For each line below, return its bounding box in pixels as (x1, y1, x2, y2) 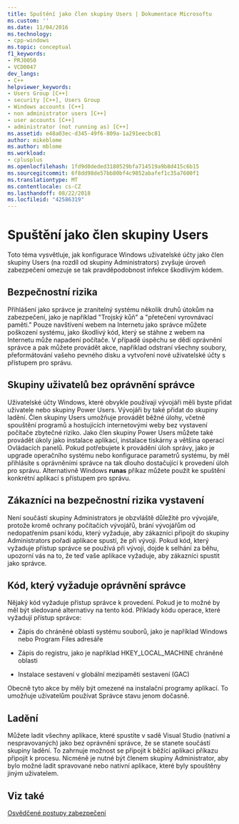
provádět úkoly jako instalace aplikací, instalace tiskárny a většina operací (7, 436, 225, 444)
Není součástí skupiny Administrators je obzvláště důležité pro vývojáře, (7, 513, 220, 522)
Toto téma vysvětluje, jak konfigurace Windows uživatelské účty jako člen (7, 250, 224, 259)
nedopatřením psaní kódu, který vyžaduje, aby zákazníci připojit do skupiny (7, 529, 230, 537)
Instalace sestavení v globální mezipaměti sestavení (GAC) (17, 670, 190, 678)
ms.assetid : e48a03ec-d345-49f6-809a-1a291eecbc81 (7, 130, 161, 137)
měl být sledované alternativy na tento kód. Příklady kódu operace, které (7, 606, 221, 614)
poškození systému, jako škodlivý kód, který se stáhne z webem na (7, 327, 205, 336)
